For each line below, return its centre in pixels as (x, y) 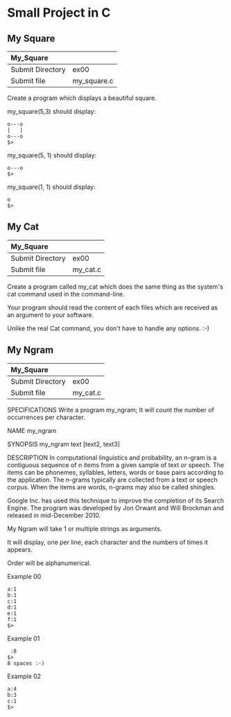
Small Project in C (59, 13)
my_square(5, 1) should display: (52, 155)
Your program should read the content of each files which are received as (113, 307)
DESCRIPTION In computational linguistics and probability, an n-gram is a (112, 457)
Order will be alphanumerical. (49, 563)
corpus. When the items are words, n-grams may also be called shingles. (112, 487)
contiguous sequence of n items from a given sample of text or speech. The (115, 465)
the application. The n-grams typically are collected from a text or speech (113, 480)
